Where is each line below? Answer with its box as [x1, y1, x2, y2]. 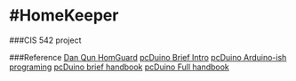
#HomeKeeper [9, 5, 119, 26]
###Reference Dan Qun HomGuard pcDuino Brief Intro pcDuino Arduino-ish [9, 52, 287, 62]
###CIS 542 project [9, 35, 82, 45]
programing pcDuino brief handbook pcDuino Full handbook [9, 61, 229, 72]
